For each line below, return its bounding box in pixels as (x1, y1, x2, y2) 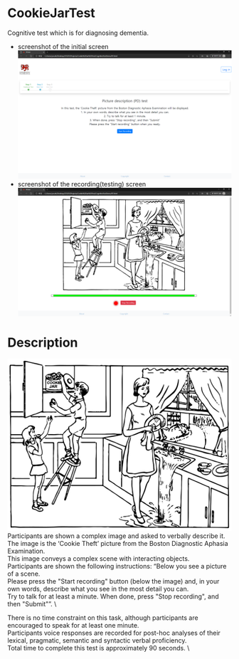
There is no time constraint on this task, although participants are (7, 613, 198, 622)
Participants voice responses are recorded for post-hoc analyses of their (7, 628, 221, 638)
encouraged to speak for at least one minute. (7, 621, 139, 630)
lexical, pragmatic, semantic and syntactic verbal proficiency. (7, 636, 187, 645)
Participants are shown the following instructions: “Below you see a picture (7, 562, 227, 571)
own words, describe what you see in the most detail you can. (7, 585, 189, 594)
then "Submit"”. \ (7, 600, 57, 608)
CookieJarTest (7, 5, 96, 21)
